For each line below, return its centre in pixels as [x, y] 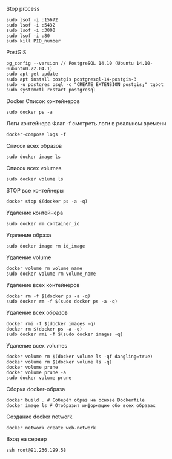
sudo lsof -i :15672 [32, 20]
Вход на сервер [27, 439]
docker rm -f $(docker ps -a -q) [48, 296]
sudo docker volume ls [35, 179]
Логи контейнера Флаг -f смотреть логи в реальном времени [86, 123]
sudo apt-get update [32, 74]
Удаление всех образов [37, 312]
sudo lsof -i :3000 [31, 30]
